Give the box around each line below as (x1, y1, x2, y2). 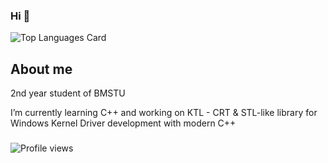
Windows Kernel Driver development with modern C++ (10, 117, 237, 129)
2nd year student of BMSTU (10, 87, 126, 99)
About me (10, 60, 73, 78)
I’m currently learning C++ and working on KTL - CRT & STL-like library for (10, 107, 318, 119)
